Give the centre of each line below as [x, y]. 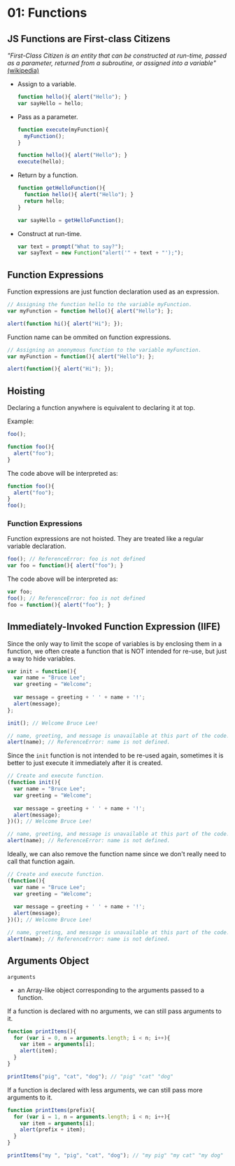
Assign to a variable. [47, 84]
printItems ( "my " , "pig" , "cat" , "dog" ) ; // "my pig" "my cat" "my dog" [115, 1155]
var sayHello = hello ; [50, 103]
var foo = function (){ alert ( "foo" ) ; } [65, 565]
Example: [21, 421]
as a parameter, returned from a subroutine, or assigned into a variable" [112, 63]
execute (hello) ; [41, 162]
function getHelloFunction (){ [62, 188]
